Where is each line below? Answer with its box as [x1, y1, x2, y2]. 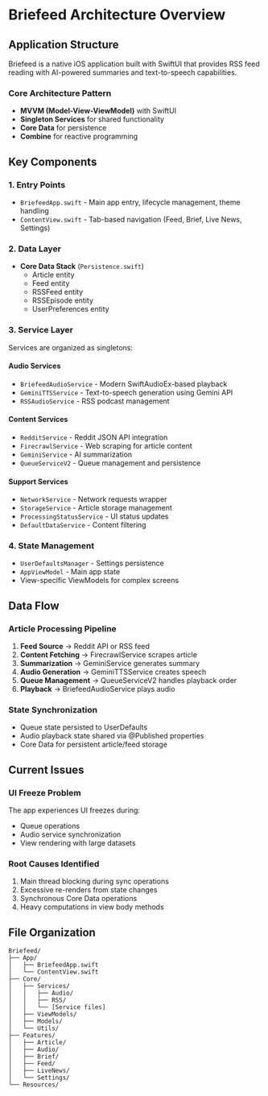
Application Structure [8, 38, 119, 52]
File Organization [8, 925, 97, 939]
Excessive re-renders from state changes [19, 885, 158, 895]
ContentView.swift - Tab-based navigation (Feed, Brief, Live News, [19, 214, 243, 224]
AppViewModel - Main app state [19, 567, 121, 577]
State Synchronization [8, 705, 98, 716]
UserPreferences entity [31, 304, 110, 314]
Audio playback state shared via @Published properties [19, 731, 204, 741]
